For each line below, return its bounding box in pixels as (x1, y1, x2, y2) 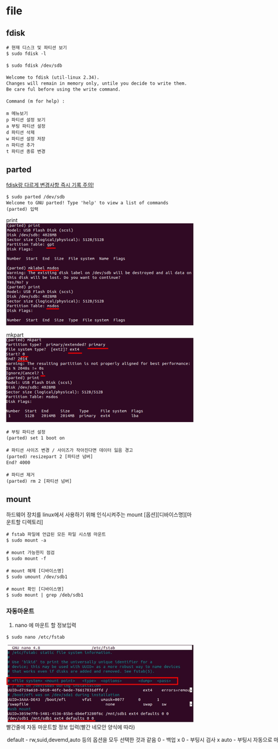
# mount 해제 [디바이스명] (6, 567, 64, 574)
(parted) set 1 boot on (6, 435, 65, 441)
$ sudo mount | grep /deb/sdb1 (6, 592, 84, 598)
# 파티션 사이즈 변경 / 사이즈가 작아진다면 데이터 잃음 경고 (6, 447, 134, 453)
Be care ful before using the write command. (6, 86, 121, 92)
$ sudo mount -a (6, 537, 46, 543)
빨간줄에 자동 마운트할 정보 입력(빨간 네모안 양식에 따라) (6, 723, 135, 731)
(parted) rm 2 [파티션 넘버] (6, 478, 72, 484)
